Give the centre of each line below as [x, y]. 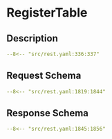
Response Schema [48, 113]
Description [32, 38]
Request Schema [44, 76]
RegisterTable [47, 13]
